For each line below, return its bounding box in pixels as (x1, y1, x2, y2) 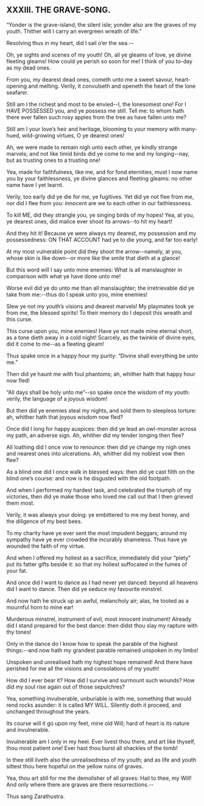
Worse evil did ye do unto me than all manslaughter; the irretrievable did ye (6, 284, 195, 292)
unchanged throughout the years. (6, 707, 91, 715)
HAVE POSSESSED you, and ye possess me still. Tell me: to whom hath (6, 107, 185, 114)
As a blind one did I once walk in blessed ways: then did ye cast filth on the (6, 468, 195, 475)
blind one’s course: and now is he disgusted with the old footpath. (6, 474, 172, 482)
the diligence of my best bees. (6, 517, 83, 525)
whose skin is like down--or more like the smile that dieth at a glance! (6, 254, 181, 261)
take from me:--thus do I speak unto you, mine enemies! (6, 290, 148, 298)
